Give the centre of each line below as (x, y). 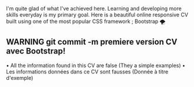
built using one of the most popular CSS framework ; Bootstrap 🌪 (86, 21)
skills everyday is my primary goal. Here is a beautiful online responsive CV (97, 15)
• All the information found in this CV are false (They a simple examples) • (96, 65)
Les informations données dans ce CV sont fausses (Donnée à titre (87, 71)
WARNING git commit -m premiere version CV (92, 42)
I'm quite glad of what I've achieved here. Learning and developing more (94, 9)
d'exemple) (20, 78)
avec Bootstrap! (36, 51)
